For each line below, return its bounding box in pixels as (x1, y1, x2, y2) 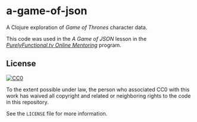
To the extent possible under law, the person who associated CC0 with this (6, 86, 190, 93)
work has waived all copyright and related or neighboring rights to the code (6, 92, 191, 99)
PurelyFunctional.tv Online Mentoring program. (6, 41, 121, 49)
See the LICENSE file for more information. (6, 110, 108, 117)
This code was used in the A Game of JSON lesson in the (6, 35, 147, 42)
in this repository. (6, 98, 49, 105)
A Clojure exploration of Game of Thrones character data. (6, 24, 148, 31)
